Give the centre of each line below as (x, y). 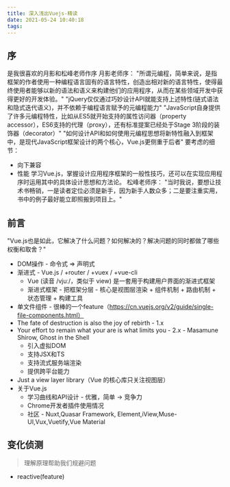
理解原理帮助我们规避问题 (60, 462)
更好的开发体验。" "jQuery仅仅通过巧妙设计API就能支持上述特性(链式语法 (116, 99)
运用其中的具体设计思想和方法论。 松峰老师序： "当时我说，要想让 (122, 182)
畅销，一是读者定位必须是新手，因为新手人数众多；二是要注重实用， (125, 191)
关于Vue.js (32, 388)
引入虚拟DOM (47, 346)
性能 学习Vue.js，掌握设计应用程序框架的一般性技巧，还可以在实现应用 (117, 174)
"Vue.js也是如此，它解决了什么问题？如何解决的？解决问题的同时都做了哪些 (113, 241)
